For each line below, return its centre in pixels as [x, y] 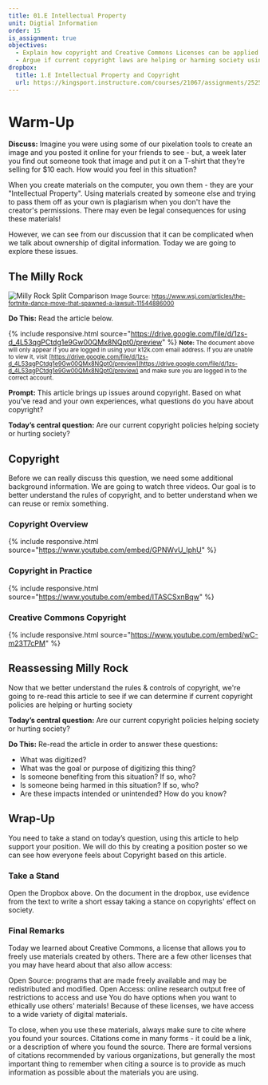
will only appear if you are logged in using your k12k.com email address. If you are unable [131, 350]
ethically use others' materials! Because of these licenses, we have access [131, 1006]
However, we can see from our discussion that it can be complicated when [131, 234]
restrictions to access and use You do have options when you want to [122, 998]
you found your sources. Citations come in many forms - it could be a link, [130, 1039]
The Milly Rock [46, 276]
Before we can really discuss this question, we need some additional [121, 478]
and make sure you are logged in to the [193, 371]
